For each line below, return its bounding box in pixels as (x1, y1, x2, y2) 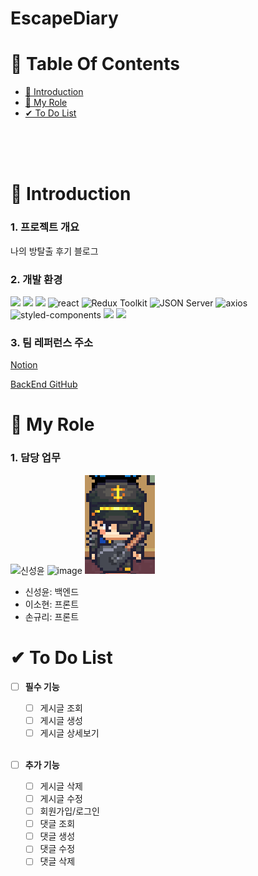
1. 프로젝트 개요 (10, 220, 80, 234)
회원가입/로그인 (39, 805, 100, 817)
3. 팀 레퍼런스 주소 (10, 335, 94, 349)
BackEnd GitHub (10, 378, 78, 391)
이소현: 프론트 (24, 598, 80, 610)
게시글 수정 (39, 793, 83, 804)
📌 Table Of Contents (10, 53, 180, 76)
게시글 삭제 (39, 780, 83, 792)
